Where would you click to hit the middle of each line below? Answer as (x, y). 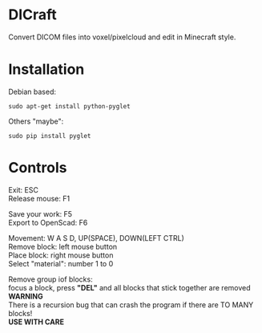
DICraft (33, 15)
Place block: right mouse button (61, 255)
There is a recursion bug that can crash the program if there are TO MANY (131, 305)
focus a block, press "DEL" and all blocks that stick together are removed (129, 287)
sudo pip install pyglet (50, 136)
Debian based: (32, 91)
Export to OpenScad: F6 (48, 222)
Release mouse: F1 (39, 198)
